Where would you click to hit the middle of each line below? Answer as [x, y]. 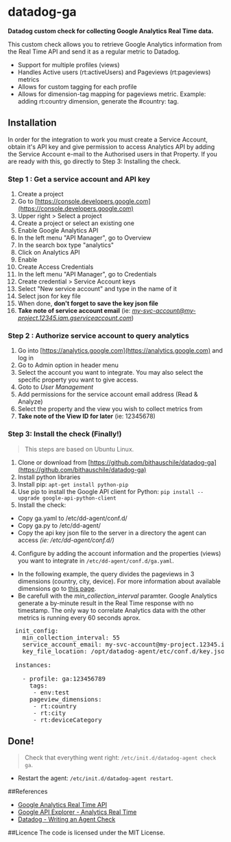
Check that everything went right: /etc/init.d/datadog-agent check [120, 758]
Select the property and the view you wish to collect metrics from [110, 409]
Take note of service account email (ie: [74, 311]
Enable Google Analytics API [58, 231]
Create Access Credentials [56, 267]
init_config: [37, 631]
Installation [32, 123]
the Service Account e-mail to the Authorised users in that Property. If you [113, 154]
